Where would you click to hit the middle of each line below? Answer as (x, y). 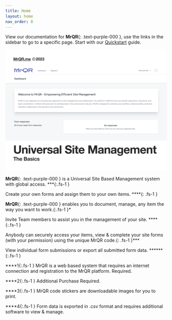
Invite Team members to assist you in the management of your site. (77, 219)
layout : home (19, 16)
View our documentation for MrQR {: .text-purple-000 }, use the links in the (84, 37)
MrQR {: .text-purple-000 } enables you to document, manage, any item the (85, 204)
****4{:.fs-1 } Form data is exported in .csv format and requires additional (84, 306)
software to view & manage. (35, 312)
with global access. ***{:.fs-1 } (38, 184)
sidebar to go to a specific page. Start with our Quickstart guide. (73, 42)
